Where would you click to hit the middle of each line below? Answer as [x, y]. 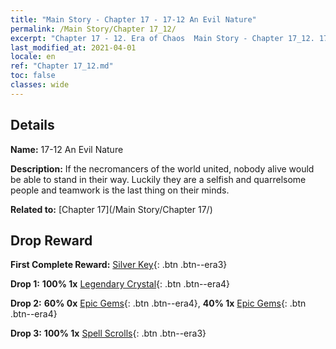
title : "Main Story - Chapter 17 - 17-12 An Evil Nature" [133, 19]
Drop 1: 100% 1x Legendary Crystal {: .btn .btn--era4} [120, 284]
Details [32, 125]
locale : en [33, 57]
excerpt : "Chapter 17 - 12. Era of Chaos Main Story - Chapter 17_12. [162, 38]
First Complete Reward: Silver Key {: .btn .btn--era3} [119, 265]
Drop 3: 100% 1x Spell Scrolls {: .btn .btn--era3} [108, 333]
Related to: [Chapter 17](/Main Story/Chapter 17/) [111, 209]
